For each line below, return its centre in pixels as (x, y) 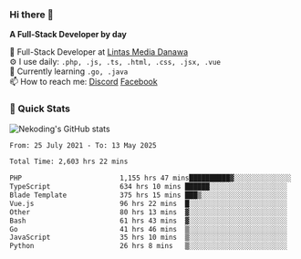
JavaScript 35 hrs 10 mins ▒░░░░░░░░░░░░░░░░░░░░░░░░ (148, 238)
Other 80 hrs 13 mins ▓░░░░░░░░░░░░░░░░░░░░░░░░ (148, 212)
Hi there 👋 (32, 15)
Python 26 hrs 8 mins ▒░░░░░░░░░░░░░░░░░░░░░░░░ (148, 246)
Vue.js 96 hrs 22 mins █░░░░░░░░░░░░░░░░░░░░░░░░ (148, 203)
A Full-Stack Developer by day (68, 35)
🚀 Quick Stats (40, 109)
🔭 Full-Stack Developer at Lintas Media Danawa (99, 52)
